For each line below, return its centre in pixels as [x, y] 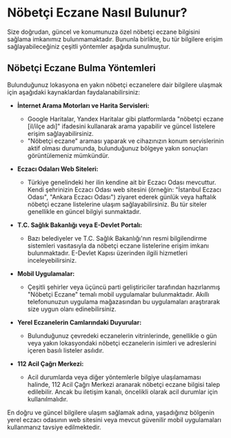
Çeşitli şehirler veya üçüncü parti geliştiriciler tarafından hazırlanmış [124, 287]
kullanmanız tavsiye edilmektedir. [54, 427]
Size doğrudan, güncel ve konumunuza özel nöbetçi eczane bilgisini [104, 32]
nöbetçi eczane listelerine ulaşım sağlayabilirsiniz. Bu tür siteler [117, 204]
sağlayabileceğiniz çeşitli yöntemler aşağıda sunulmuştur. [89, 46]
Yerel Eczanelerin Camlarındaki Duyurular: [79, 322]
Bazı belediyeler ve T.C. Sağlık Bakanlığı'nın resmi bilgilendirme [117, 238]
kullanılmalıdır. [48, 399]
